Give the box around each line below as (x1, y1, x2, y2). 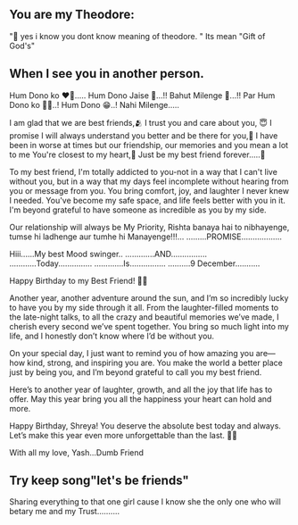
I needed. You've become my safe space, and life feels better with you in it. (9, 195, 286, 205)
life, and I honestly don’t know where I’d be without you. (9, 330, 215, 341)
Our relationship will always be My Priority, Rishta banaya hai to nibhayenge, (9, 221, 290, 232)
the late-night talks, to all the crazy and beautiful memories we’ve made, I (9, 312, 279, 322)
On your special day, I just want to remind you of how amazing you (9, 347, 254, 358)
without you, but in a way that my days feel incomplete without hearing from (9, 176, 289, 187)
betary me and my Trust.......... (9, 506, 120, 517)
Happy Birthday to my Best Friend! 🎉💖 (9, 275, 148, 286)
